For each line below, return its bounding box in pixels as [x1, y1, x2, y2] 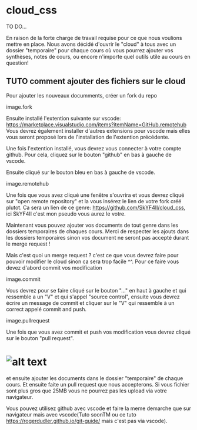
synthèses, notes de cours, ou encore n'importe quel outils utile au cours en [6, 53, 191, 60]
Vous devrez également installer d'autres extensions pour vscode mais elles [6, 127, 191, 134]
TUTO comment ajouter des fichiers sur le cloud [6, 76, 186, 86]
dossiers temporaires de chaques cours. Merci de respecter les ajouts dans [6, 227, 189, 235]
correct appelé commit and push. [6, 305, 87, 313]
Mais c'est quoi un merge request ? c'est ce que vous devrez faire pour [6, 251, 179, 258]
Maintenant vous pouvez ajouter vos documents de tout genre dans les [6, 221, 178, 229]
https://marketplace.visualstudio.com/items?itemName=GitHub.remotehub [6, 121, 187, 128]
